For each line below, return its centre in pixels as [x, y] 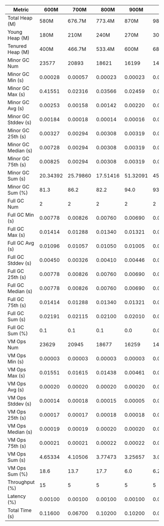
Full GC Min [21, 215]
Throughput [21, 482]
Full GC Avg [21, 243]
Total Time [20, 510]
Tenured [17, 46]
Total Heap [20, 18]
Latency [17, 496]
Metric [21, 10]
